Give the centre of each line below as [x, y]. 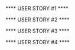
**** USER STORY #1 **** [37, 8]
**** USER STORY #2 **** [37, 19]
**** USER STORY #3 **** [37, 31]
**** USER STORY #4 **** [38, 42]
